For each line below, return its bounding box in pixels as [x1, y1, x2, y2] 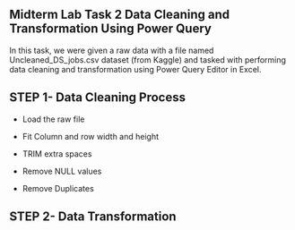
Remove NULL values [22, 166, 102, 176]
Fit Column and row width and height [22, 131, 160, 141]
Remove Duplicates [22, 183, 94, 193]
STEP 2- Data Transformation [9, 209, 177, 225]
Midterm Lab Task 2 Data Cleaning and [9, 7, 230, 22]
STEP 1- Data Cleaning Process [9, 89, 187, 106]
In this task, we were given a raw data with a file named [9, 45, 214, 55]
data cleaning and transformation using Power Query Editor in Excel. [9, 64, 262, 74]
